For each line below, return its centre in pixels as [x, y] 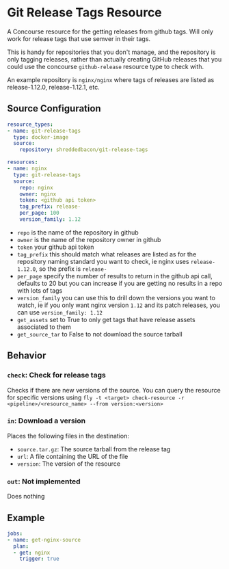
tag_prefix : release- [50, 207]
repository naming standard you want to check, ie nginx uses [103, 261]
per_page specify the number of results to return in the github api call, [115, 276]
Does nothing [26, 497]
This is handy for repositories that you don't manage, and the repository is [111, 52]
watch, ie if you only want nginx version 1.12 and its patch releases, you [119, 305]
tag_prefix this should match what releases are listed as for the [107, 254]
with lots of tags [40, 290]
